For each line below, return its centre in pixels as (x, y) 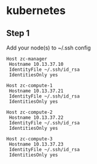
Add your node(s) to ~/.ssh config (48, 48)
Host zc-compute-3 (29, 139)
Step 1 (18, 33)
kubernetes (36, 11)
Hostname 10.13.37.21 (36, 91)
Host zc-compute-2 (29, 112)
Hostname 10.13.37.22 (36, 118)
